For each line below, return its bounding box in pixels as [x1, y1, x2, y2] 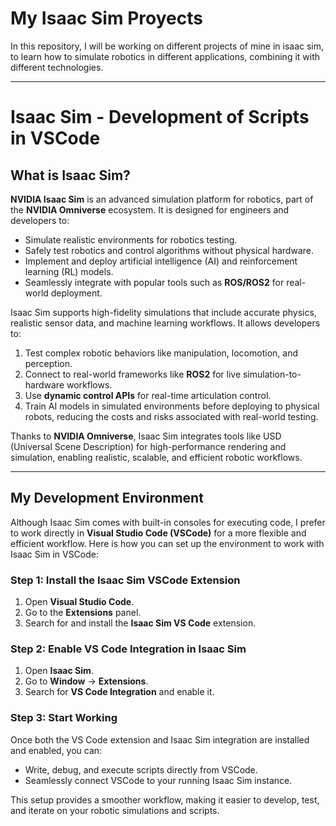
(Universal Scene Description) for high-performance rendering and [10, 440, 287, 452]
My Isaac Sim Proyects [10, 7, 203, 30]
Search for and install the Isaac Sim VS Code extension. [24, 617, 257, 629]
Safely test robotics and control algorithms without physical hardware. [24, 244, 314, 256]
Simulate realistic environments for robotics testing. [24, 233, 238, 246]
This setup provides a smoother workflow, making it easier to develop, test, [10, 793, 320, 806]
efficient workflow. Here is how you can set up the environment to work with [10, 537, 325, 549]
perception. [24, 357, 73, 369]
